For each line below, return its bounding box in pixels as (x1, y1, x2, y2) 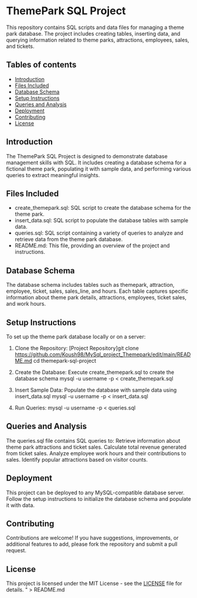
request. (6, 547, 27, 554)
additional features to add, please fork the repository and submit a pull (6, 541, 177, 548)
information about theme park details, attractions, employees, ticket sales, (6, 294, 187, 301)
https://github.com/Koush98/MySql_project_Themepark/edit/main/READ (14, 351, 191, 358)
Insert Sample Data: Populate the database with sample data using (14, 386, 177, 394)
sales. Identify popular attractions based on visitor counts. (6, 456, 148, 463)
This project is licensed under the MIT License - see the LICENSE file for (6, 580, 182, 587)
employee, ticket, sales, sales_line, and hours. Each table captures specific (6, 287, 189, 295)
